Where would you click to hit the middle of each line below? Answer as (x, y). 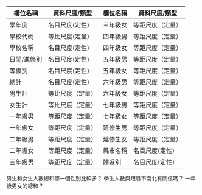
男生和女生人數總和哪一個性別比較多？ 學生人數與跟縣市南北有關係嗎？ (95, 178)
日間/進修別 (26, 59)
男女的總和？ (27, 186)
